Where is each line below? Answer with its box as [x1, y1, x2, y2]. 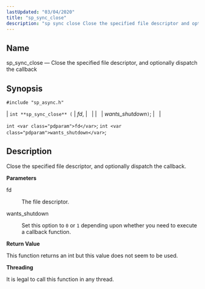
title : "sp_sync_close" [6, 15, 67, 21]
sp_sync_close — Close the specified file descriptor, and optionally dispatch [6, 59, 198, 67]
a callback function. [21, 228, 71, 235]
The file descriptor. [21, 198, 70, 205]
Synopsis [6, 83, 43, 93]
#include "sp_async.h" [6, 100, 64, 106]
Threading [6, 263, 34, 271]
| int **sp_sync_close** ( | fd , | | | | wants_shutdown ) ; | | [6, 111, 161, 117]
